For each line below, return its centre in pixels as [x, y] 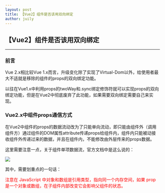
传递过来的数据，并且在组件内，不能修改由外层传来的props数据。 [88, 139]
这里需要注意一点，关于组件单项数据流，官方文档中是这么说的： [69, 149]
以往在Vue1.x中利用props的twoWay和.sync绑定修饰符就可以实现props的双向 [82, 89]
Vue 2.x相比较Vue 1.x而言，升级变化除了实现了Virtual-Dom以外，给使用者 [80, 72]
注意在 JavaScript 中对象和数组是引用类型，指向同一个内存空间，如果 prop [81, 179]
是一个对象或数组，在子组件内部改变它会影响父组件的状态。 [65, 186]
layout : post [18, 10]
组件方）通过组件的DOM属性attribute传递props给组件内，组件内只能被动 [78, 133]
